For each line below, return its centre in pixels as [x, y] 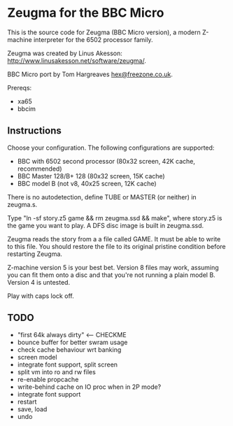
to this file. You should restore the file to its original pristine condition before [116, 246]
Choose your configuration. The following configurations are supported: [111, 148]
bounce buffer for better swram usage [72, 342]
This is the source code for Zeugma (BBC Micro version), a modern [104, 32]
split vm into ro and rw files [56, 371]
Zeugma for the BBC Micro [86, 13]
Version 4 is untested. [39, 282]
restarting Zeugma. [35, 254]
